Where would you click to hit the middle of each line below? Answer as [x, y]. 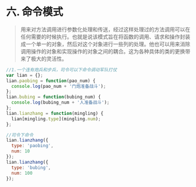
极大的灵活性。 [49, 59]
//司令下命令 [20, 135]
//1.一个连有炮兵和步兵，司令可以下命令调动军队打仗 [62, 70]
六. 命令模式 [35, 12]
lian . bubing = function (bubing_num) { [53, 97]
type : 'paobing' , [33, 146]
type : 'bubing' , [31, 168]
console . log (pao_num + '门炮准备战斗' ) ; [59, 86]
